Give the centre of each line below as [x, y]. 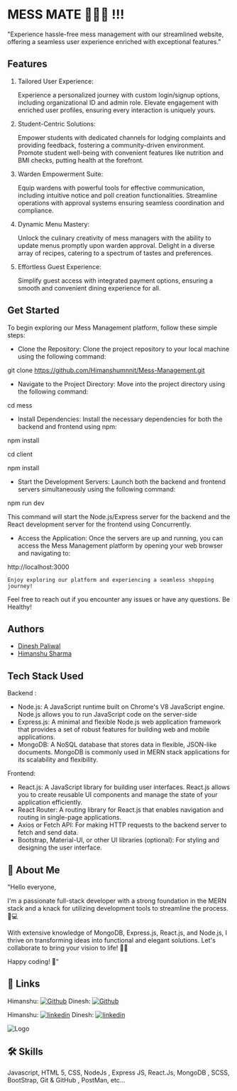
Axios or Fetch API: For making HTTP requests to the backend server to [122, 825]
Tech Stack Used [45, 676]
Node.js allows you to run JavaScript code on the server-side [107, 715]
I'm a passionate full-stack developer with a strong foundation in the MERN [117, 901]
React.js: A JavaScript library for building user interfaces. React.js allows [124, 787]
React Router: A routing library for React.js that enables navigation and [121, 810]
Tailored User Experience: [55, 81]
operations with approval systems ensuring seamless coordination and [121, 202]
